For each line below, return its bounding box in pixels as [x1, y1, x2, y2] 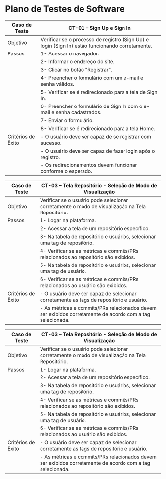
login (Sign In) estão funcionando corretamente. [41, 42, 152, 49]
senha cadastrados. [55, 109, 102, 116]
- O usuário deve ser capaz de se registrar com [41, 133, 152, 140]
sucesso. [41, 139, 62, 146]
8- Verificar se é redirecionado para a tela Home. [41, 125, 155, 132]
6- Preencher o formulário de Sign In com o [41, 103, 142, 109]
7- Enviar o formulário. [41, 117, 94, 124]
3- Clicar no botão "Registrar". [41, 66, 113, 73]
